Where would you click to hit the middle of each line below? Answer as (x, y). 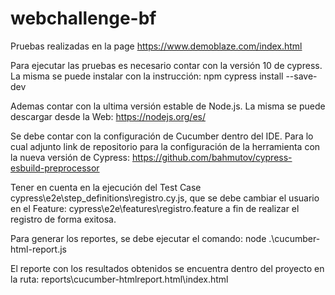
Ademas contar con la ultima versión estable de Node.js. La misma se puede (168, 106)
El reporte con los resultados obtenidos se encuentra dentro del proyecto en (167, 268)
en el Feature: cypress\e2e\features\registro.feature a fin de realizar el (155, 208)
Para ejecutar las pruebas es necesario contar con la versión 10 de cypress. (166, 65)
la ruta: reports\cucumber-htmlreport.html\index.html (119, 279)
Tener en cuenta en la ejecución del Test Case (106, 187)
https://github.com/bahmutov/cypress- (212, 157)
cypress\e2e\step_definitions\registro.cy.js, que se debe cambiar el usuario (165, 198)
